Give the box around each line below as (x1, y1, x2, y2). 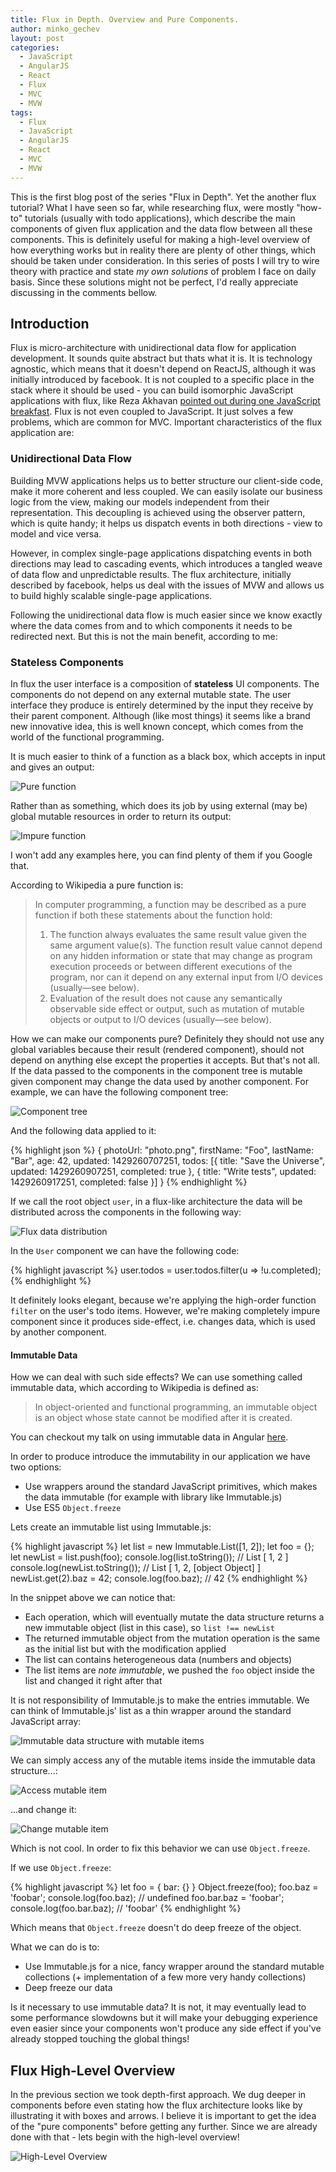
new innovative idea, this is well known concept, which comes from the (10, 721, 304, 733)
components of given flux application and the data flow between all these (10, 222, 313, 235)
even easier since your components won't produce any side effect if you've (10, 2022, 322, 2035)
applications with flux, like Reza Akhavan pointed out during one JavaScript (10, 395, 321, 407)
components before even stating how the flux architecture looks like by (10, 2099, 303, 2111)
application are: (10, 427, 75, 439)
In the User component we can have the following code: (10, 1245, 240, 1257)
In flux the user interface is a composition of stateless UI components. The (10, 678, 320, 690)
